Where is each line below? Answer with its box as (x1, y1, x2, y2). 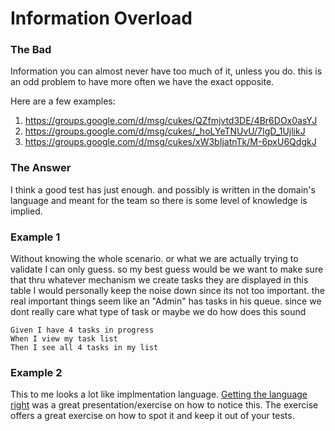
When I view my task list (10, 334, 118, 344)
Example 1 (10, 230, 61, 244)
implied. (10, 205, 43, 217)
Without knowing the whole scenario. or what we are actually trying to (10, 253, 299, 265)
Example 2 (10, 366, 63, 379)
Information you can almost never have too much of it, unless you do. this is (10, 65, 323, 77)
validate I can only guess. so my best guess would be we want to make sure (10, 263, 324, 276)
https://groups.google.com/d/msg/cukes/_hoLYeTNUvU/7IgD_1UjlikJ (24, 125, 306, 137)
